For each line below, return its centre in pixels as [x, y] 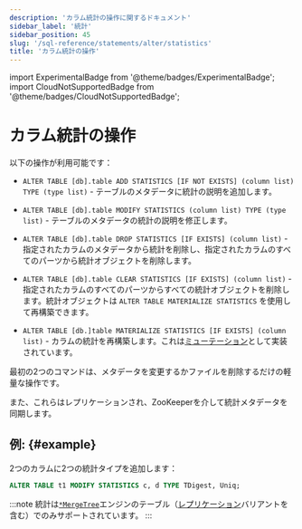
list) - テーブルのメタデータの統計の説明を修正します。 [127, 221]
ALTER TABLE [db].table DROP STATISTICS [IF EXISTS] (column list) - [155, 239]
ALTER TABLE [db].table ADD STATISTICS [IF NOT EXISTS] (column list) [158, 182]
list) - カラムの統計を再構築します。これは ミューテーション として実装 [155, 341]
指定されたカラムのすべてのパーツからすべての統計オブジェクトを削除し [156, 290]
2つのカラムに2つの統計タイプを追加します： [94, 468]
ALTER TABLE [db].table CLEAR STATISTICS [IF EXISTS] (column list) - [157, 279]
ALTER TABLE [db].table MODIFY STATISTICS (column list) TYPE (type [154, 211]
